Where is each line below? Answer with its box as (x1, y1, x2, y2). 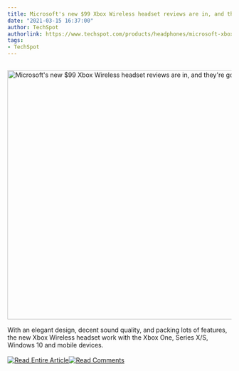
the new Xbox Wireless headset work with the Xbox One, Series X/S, (7, 333, 208, 342)
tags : (7, 37, 23, 44)
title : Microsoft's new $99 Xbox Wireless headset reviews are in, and (7, 10, 224, 18)
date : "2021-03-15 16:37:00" (7, 17, 94, 24)
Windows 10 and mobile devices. (7, 341, 104, 349)
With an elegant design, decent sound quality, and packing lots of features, (7, 325, 228, 334)
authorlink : (7, 30, 43, 38)
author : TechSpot (7, 23, 59, 31)
